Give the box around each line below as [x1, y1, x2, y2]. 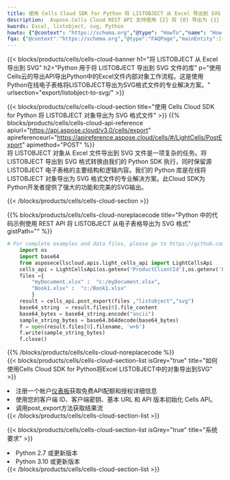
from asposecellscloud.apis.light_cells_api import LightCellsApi [19, 260, 213, 266]
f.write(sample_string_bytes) [19, 329, 106, 336]
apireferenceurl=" [7, 134, 57, 142]
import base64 [19, 253, 60, 260]
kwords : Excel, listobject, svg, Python [7, 23, 125, 29]
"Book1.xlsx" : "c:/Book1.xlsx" [31, 285, 127, 292]
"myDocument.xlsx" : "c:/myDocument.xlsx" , [31, 279, 161, 286]
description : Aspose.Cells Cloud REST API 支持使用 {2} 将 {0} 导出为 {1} [7, 16, 220, 23]
